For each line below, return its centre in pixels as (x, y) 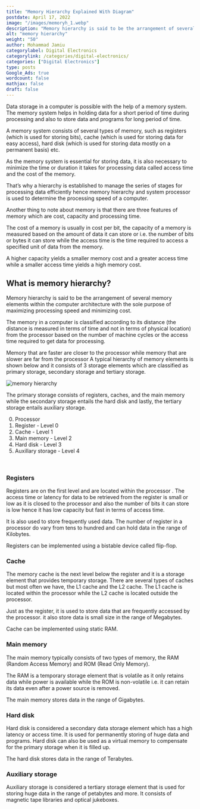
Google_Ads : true (28, 73)
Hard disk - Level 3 (38, 444)
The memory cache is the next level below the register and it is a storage (95, 574)
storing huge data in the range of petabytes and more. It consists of (89, 793)
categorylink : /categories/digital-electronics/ (68, 56)
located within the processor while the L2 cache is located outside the (92, 593)
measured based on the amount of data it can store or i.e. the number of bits (100, 234)
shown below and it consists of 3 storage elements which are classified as (97, 365)
